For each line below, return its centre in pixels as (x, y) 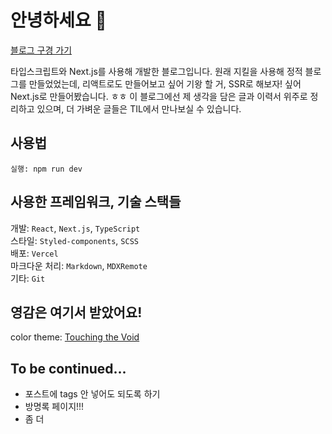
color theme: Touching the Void (75, 337)
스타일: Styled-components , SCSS (74, 240)
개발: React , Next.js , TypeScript (75, 228)
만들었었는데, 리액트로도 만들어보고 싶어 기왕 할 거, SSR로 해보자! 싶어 (165, 83)
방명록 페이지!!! (54, 407)
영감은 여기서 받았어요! (76, 312)
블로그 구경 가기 (41, 50)
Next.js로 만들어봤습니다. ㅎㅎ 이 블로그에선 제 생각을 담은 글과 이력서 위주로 (159, 96)
